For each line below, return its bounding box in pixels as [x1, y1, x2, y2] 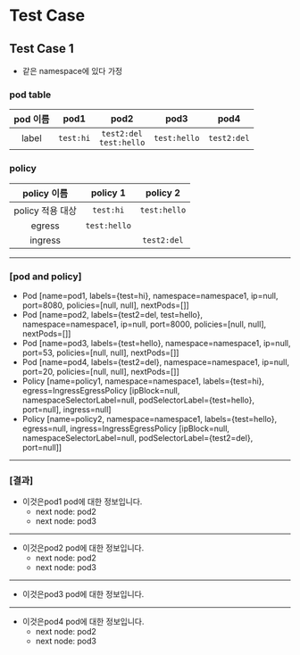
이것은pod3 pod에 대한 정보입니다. [21, 589, 145, 600]
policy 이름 [21, 187, 69, 199]
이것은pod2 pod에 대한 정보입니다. [21, 543, 145, 553]
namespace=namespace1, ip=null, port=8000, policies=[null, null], [21, 319, 267, 329]
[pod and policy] [9, 269, 82, 282]
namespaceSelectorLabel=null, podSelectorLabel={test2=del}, [21, 432, 254, 443]
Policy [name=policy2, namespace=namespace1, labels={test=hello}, [21, 413, 278, 424]
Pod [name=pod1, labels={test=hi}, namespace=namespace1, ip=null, [21, 290, 279, 301]
